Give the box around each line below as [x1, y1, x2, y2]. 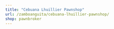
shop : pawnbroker [5, 16, 42, 21]
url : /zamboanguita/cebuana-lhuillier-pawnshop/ [5, 12, 109, 17]
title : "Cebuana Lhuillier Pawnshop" [5, 7, 85, 12]
